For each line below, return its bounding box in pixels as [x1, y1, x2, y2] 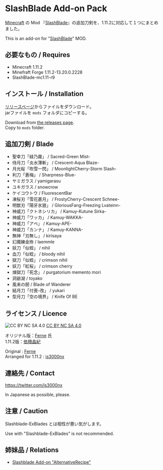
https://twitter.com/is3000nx [5, 382, 63, 388]
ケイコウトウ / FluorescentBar [12, 190, 72, 196]
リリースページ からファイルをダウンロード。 [5, 103, 94, 110]
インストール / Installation [5, 90, 84, 98]
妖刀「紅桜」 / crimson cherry [12, 263, 73, 269]
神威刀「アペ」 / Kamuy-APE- [12, 221, 72, 226]
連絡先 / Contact [5, 369, 55, 377]
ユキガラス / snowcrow [12, 184, 58, 190]
